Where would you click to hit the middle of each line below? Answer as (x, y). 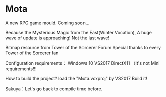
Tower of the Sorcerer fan (32, 53)
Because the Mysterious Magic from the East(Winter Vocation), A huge (79, 32)
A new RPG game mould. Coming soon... (47, 23)
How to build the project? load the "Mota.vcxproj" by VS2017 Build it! (76, 78)
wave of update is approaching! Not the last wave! (57, 38)
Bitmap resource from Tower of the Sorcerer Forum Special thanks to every (83, 47)
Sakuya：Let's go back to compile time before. (54, 89)
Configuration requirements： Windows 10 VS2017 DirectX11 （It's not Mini (82, 63)
